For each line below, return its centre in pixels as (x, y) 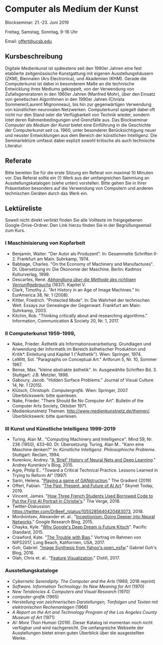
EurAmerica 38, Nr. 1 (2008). (41, 295)
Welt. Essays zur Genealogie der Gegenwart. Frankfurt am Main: (76, 305)
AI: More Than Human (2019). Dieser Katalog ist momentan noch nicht (82, 622)
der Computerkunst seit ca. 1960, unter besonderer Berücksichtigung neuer (81, 130)
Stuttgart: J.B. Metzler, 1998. (41, 374)
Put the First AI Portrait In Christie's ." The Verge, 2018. (66, 501)
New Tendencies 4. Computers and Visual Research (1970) (71, 592)
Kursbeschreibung (34, 57)
